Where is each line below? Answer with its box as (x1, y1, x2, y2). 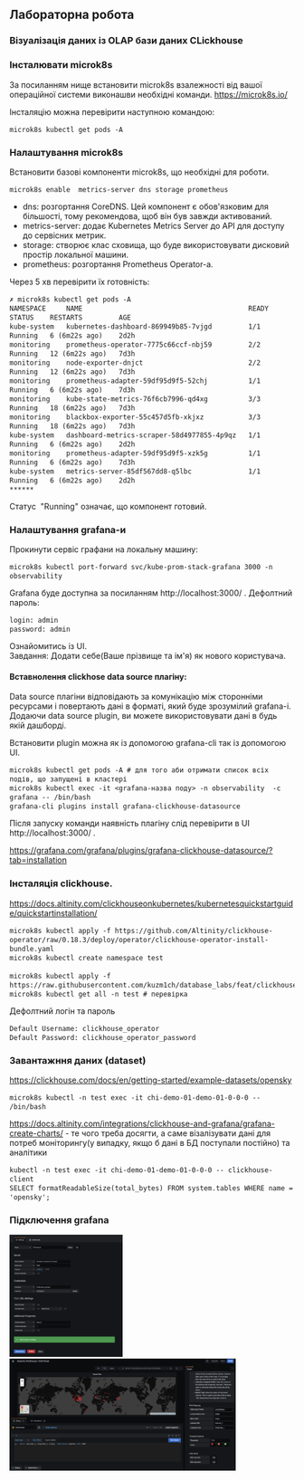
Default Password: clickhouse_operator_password (9, 1033, 196, 1042)
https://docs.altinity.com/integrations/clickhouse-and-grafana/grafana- (9, 1118, 276, 1129)
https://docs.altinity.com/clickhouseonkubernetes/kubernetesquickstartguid (9, 898, 294, 909)
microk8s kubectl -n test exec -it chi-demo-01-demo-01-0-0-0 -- (9, 1093, 261, 1103)
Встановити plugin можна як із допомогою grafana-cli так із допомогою (9, 738, 287, 749)
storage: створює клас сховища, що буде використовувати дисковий (22, 239, 290, 250)
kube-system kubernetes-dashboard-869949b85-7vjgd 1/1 (9, 321, 261, 331)
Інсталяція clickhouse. (9, 877, 113, 890)
